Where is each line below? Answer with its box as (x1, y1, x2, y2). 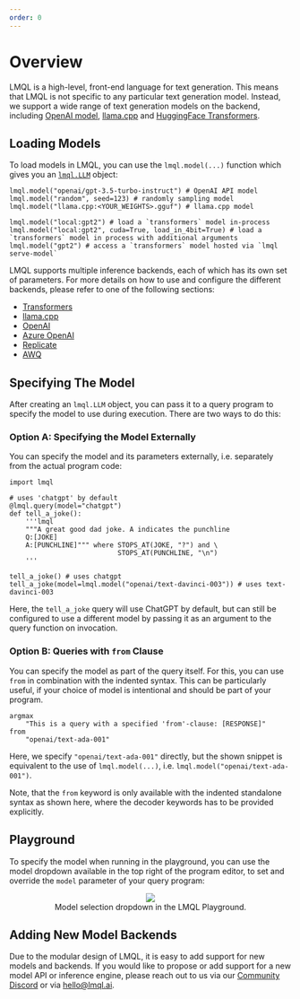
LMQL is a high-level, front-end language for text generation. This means (9, 82, 279, 92)
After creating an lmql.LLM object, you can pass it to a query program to (9, 399, 274, 410)
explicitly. (9, 806, 45, 817)
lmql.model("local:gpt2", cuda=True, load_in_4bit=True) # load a (9, 226, 262, 235)
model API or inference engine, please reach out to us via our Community (9, 970, 280, 981)
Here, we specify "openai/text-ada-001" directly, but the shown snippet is (9, 751, 283, 761)
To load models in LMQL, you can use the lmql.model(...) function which (9, 160, 282, 170)
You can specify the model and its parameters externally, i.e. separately (9, 451, 274, 462)
